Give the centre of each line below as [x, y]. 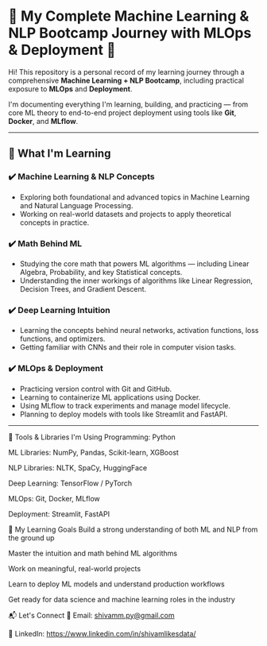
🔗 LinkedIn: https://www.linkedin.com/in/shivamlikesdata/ [102, 633]
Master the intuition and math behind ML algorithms [93, 553]
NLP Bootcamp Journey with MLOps [130, 33]
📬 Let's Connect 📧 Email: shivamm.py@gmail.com [91, 615]
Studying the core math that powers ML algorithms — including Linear [134, 263]
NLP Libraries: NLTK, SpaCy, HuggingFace [78, 467]
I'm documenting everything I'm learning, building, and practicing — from [128, 104]
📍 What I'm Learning [60, 154]
